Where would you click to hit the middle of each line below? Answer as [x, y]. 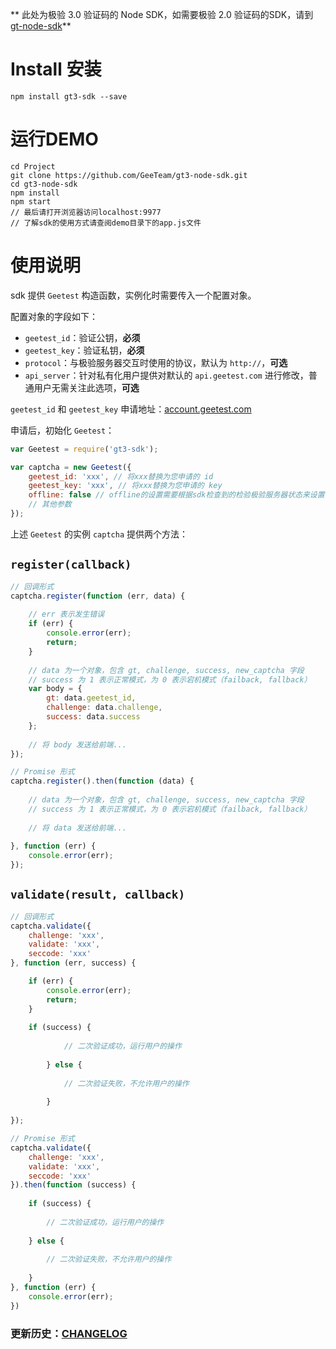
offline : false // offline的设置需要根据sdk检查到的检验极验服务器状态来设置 [176, 495]
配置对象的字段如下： [54, 316]
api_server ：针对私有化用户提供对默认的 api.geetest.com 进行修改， [166, 375]
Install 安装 [56, 69]
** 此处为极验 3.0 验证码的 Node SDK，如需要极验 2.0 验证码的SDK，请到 [162, 14]
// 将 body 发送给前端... [77, 744]
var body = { [55, 689]
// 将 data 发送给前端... [77, 828]
